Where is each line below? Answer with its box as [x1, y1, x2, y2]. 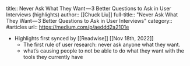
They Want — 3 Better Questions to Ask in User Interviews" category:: [6, 18, 173, 24]
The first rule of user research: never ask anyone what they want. [23, 41, 181, 48]
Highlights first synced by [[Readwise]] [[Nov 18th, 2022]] [14, 35, 154, 41]
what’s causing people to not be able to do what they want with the [23, 47, 185, 54]
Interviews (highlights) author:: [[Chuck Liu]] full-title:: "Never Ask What [6, 11, 178, 18]
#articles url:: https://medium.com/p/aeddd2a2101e [6, 23, 129, 30]
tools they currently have [23, 54, 83, 60]
